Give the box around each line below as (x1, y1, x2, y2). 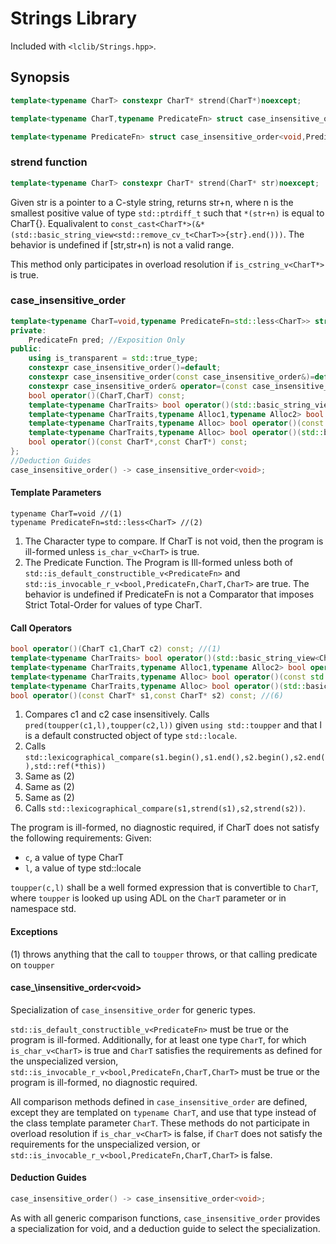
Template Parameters (10, 487, 102, 499)
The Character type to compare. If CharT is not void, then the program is (24, 535, 324, 547)
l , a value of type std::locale (24, 862, 142, 874)
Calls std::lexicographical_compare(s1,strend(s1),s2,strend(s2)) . (24, 802, 307, 814)
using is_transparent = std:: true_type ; (28, 353, 199, 364)
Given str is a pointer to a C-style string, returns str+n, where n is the (10, 196, 294, 208)
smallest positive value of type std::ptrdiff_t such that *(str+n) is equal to (10, 207, 325, 219)
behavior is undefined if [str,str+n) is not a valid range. (10, 238, 235, 251)
